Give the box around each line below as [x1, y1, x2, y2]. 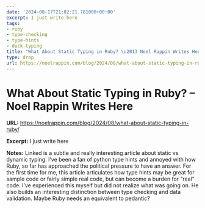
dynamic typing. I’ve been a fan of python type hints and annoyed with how [6, 156, 196, 163]
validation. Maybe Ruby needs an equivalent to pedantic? [6, 195, 151, 202]
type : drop [6, 54, 34, 60]
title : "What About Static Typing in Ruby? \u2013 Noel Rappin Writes [6, 49, 190, 55]
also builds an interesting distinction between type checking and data [6, 188, 181, 196]
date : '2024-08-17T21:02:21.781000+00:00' [6, 9, 116, 15]
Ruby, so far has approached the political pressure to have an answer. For [6, 162, 192, 170]
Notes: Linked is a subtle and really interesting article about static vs [6, 149, 179, 157]
